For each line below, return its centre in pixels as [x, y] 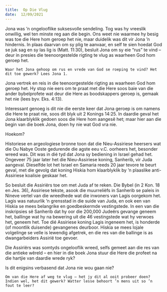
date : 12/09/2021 [24, 14]
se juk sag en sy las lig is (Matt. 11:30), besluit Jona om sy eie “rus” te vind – [83, 50]
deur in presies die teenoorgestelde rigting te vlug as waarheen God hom [80, 55]
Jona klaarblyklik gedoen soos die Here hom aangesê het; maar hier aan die [83, 119]
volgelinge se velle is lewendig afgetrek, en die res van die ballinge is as [79, 232]
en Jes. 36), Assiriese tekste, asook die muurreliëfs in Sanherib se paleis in [82, 190]
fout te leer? [20, 286]
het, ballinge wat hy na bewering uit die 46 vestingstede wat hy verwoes [80, 216]
